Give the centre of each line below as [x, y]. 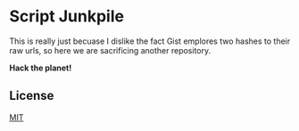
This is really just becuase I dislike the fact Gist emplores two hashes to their [150, 41]
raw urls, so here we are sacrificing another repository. [110, 50]
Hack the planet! [41, 68]
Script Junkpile [67, 16]
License [32, 96]
